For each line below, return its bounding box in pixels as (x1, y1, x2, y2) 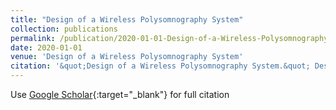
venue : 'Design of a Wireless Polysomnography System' (10, 52, 244, 62)
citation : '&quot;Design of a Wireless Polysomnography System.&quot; (10, 61, 311, 71)
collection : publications (10, 24, 118, 34)
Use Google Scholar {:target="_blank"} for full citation (10, 89, 230, 100)
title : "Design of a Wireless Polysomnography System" (10, 14, 244, 25)
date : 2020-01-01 (10, 42, 83, 53)
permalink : (10, 33, 56, 43)
